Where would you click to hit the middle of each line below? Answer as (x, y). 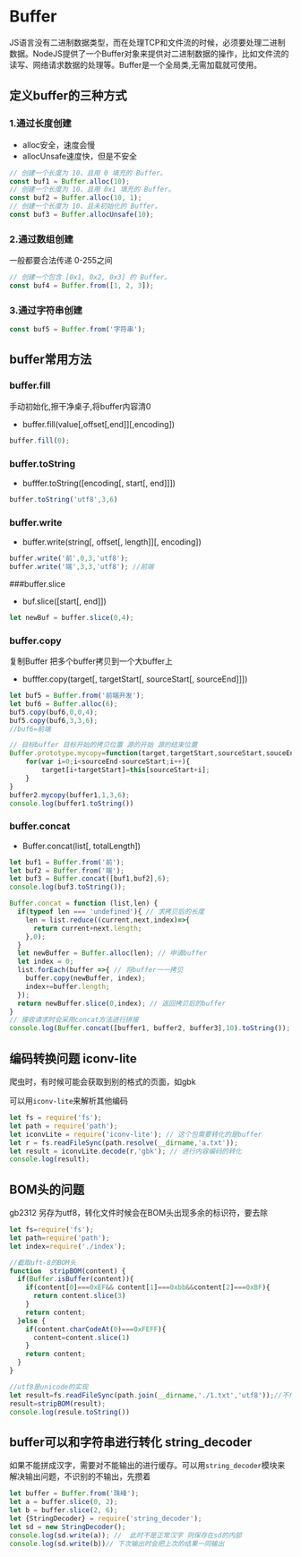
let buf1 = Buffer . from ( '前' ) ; (67, 862)
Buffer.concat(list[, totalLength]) (82, 846)
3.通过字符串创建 (46, 310)
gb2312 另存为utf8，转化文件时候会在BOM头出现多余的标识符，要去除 (139, 1213)
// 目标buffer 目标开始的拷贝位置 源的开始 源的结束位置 (103, 745)
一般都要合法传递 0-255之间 (61, 261)
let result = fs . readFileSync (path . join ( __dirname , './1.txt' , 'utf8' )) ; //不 (149, 1395)
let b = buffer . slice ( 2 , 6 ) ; (64, 1510)
